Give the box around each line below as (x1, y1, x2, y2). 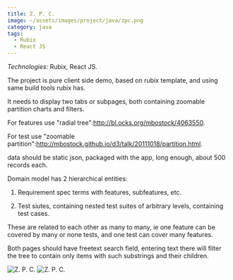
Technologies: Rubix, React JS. (7, 63, 97, 71)
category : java (7, 23, 52, 30)
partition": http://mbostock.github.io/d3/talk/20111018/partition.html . (7, 140, 203, 148)
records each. (7, 161, 48, 169)
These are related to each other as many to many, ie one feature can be (7, 223, 215, 231)
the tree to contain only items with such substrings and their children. (7, 252, 210, 260)
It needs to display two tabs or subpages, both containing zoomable (7, 97, 205, 106)
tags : (7, 30, 23, 37)
